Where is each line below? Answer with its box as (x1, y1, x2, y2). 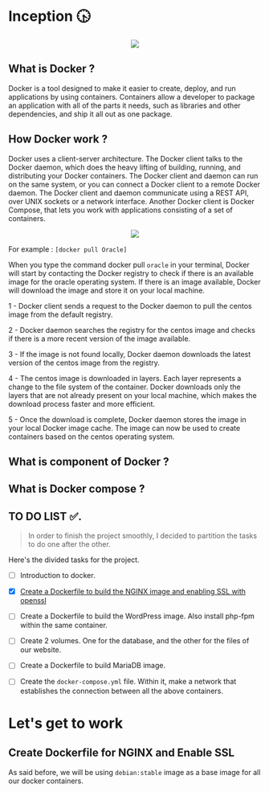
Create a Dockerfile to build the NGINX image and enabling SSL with (19, 587, 247, 597)
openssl (19, 596, 47, 605)
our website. (19, 645, 62, 655)
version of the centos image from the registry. (8, 358, 161, 367)
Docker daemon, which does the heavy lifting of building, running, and (8, 162, 241, 172)
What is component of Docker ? (8, 454, 170, 468)
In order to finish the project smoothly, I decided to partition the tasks (27, 531, 258, 540)
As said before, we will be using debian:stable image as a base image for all (8, 767, 261, 777)
